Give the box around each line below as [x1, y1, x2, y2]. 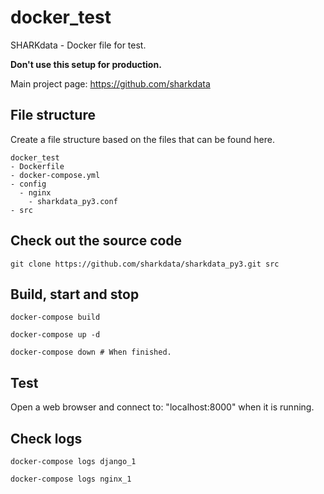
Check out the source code [10, 232, 183, 250]
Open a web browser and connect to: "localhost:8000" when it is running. [10, 401, 315, 413]
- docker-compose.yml [10, 170, 101, 180]
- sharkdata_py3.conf [28, 196, 118, 206]
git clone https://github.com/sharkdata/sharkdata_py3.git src [10, 259, 280, 269]
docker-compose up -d [10, 330, 101, 340]
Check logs [10, 430, 83, 447]
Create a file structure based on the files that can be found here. [10, 133, 276, 145]
